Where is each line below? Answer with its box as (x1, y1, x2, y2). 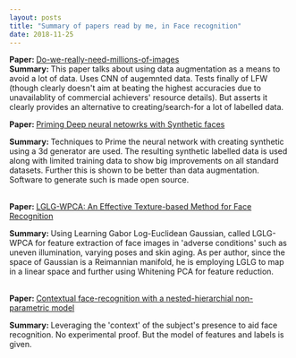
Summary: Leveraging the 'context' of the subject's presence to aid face (9, 320, 278, 331)
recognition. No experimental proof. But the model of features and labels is (9, 329, 284, 340)
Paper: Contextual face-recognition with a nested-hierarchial (9, 293, 234, 304)
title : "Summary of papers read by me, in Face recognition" (9, 21, 242, 30)
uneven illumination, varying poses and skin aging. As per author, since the (9, 247, 286, 258)
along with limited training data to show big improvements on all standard (9, 156, 279, 166)
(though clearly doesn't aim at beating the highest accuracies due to (9, 82, 262, 94)
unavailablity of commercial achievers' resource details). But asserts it (9, 92, 268, 103)
